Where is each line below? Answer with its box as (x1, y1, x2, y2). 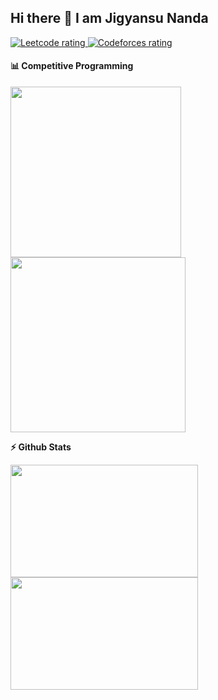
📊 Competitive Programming (10, 60, 134, 72)
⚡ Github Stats (10, 441, 72, 453)
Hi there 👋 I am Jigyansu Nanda (10, 10, 209, 27)
